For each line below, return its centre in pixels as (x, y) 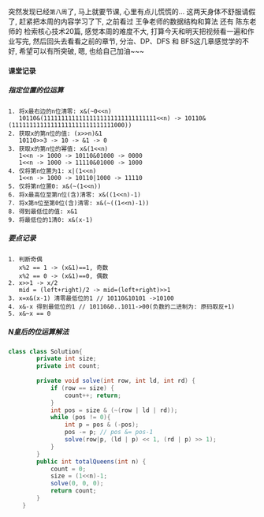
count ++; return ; (93, 395)
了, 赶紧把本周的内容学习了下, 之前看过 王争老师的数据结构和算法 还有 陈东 (129, 21)
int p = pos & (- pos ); (102, 425)
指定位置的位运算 (36, 90)
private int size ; (67, 359)
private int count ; (69, 366)
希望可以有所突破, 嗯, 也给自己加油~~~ (81, 51)
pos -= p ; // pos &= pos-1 (109, 433)
